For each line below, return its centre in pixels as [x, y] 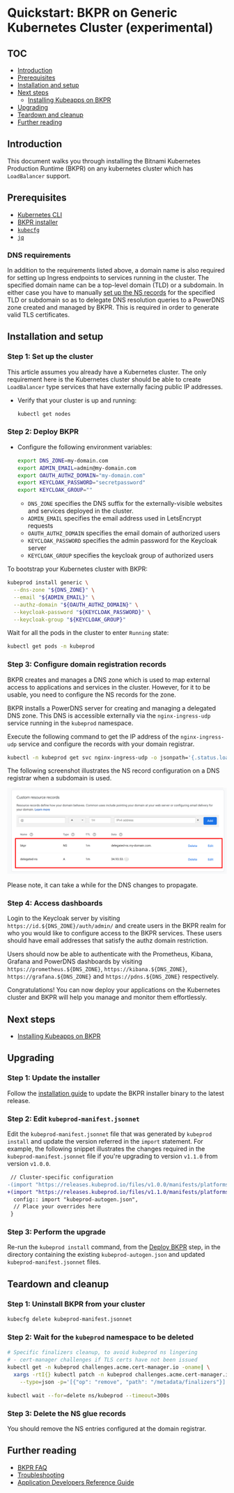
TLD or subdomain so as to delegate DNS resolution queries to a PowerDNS [116, 300]
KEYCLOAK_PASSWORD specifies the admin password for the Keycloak [122, 541]
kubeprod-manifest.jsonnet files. [54, 1262]
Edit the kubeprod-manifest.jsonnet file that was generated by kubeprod [110, 1134]
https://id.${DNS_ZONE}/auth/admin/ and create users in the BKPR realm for [117, 926]
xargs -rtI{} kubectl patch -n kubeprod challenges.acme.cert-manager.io [123, 1374]
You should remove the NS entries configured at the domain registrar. [107, 1428]
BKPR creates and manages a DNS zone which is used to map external [109, 680]
